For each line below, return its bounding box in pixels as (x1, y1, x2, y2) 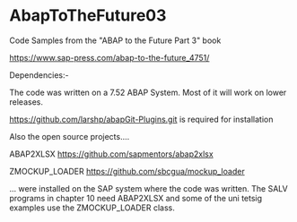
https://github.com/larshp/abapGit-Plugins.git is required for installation (9, 114, 274, 124)
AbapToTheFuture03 (9, 5, 167, 26)
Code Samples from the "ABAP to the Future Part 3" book (9, 35, 222, 46)
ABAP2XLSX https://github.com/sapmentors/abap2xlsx (9, 149, 214, 159)
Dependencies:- (9, 69, 69, 81)
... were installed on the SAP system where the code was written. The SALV (9, 183, 289, 193)
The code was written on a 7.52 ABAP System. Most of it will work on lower (9, 87, 287, 98)
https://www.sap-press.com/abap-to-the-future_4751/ (9, 52, 210, 63)
